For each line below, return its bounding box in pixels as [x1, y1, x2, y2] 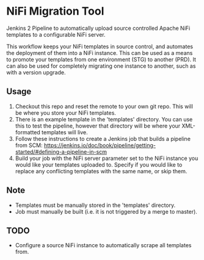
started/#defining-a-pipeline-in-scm [15, 148, 107, 155]
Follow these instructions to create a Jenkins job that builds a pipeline [15, 135, 191, 142]
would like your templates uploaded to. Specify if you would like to [15, 161, 183, 168]
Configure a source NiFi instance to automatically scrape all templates [15, 242, 192, 249]
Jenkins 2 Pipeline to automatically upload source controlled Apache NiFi [6, 24, 191, 32]
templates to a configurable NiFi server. [6, 31, 106, 38]
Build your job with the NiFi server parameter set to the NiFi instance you [15, 154, 199, 162]
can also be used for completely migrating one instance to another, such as [6, 62, 196, 70]
